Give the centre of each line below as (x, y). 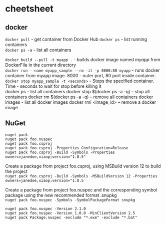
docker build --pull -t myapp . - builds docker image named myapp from (83, 60)
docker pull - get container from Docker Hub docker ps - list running (76, 39)
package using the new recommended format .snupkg (61, 195)
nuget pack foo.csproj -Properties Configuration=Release (67, 148)
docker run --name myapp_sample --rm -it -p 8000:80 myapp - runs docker (82, 70)
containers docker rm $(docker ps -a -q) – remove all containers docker (79, 97)
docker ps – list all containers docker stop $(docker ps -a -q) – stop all (77, 91)
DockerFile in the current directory (41, 65)
